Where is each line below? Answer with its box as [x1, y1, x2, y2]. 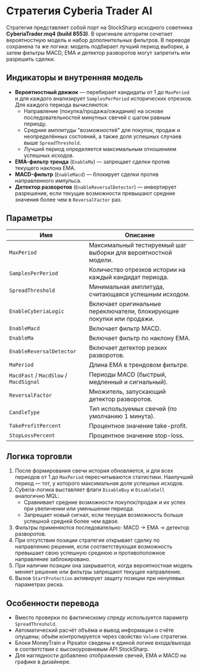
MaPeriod [9, 361, 34, 368]
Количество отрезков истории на [89, 265, 186, 274]
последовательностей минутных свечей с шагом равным [23, 114, 171, 121]
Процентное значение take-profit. [89, 421, 187, 429]
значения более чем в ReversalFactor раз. [14, 196, 122, 203]
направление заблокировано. [14, 556, 91, 563]
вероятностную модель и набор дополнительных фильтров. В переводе [6, 36, 190, 43]
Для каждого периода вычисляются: [14, 101, 109, 108]
